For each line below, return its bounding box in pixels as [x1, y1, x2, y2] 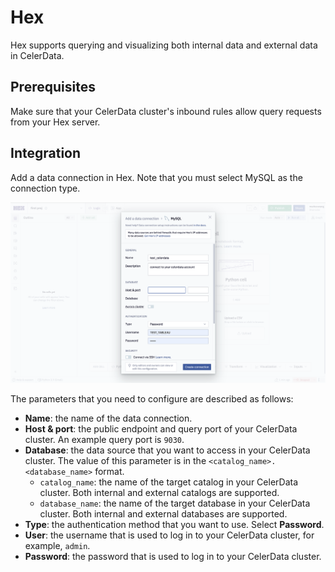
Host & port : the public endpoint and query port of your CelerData [24, 423, 298, 435]
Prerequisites [10, 79, 96, 96]
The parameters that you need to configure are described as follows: [10, 393, 294, 405]
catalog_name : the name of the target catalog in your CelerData [39, 476, 299, 488]
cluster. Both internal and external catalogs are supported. [39, 487, 280, 499]
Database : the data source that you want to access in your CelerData [24, 444, 311, 456]
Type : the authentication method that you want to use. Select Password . [24, 519, 325, 531]
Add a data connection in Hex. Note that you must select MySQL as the [10, 171, 303, 183]
